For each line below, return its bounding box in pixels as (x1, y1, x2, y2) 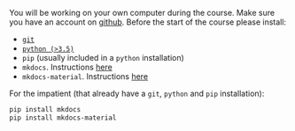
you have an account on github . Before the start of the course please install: (9, 17, 286, 27)
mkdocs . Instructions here (21, 62, 113, 72)
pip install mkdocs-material (9, 113, 117, 122)
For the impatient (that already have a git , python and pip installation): (9, 88, 265, 98)
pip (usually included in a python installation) (21, 53, 184, 62)
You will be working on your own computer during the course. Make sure (9, 8, 276, 18)
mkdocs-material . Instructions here (21, 71, 149, 82)
